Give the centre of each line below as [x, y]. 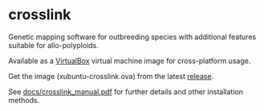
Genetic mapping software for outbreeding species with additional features [132, 37]
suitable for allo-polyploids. [53, 45]
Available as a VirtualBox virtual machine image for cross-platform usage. [130, 61]
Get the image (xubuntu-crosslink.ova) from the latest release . [111, 76]
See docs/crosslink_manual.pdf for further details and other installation [126, 91]
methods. [24, 100]
